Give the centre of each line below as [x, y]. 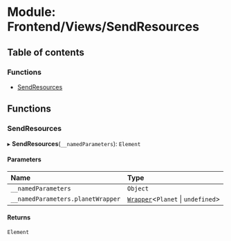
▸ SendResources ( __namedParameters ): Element [74, 143]
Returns [19, 217]
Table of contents [46, 52]
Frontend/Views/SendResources [103, 27]
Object [138, 188]
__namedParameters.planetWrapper [66, 199]
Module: [31, 12]
